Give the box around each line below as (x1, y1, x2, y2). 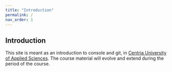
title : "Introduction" (5, 7, 54, 13)
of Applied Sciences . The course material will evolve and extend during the (5, 55, 164, 62)
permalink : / (5, 12, 33, 17)
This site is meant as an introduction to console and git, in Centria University (5, 50, 167, 56)
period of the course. (5, 61, 50, 67)
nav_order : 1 (5, 17, 33, 22)
